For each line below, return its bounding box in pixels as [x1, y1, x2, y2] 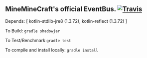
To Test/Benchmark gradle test [5, 37, 71, 43]
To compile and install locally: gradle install [5, 47, 99, 53]
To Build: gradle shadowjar [5, 28, 60, 34]
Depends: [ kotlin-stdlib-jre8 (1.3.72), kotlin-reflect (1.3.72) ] [5, 18, 128, 24]
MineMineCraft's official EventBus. [5, 5, 116, 13]
